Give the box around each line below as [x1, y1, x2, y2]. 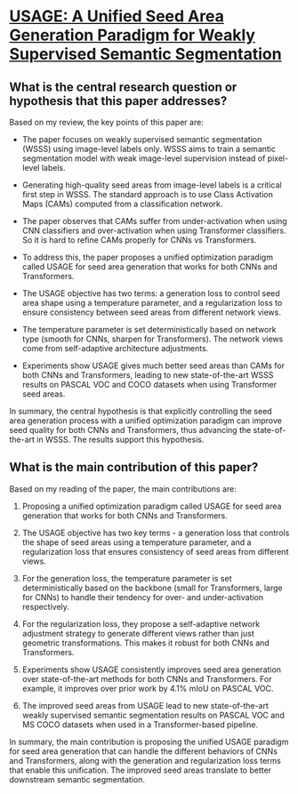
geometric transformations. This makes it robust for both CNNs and [21, 638, 270, 648]
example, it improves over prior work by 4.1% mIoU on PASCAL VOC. [21, 683, 274, 694]
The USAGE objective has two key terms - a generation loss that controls [21, 527, 290, 538]
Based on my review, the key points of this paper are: [9, 117, 205, 127]
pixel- [267, 153, 289, 164]
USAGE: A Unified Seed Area [9, 6, 224, 27]
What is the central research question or [9, 79, 238, 94]
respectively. [21, 601, 69, 612]
